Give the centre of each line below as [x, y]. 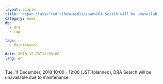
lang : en [14, 58]
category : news [20, 18]
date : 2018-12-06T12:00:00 [32, 54]
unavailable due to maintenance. [38, 77]
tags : [10, 41]
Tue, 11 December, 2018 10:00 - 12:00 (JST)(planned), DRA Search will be [78, 72]
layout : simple [20, 9]
